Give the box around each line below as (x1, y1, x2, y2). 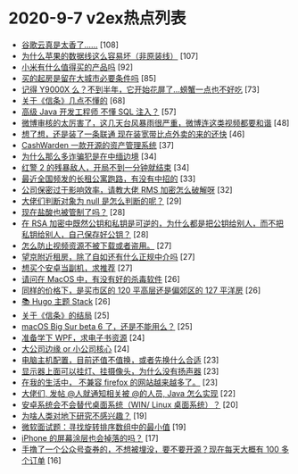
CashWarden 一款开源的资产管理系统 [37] (21, 139, 175, 150)
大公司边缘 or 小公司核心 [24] (21, 343, 130, 353)
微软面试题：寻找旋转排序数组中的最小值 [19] (21, 421, 186, 432)
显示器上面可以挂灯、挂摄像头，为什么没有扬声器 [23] (21, 365, 219, 376)
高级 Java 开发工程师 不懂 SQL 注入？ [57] (21, 106, 177, 117)
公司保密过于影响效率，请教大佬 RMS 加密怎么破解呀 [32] (21, 184, 233, 195)
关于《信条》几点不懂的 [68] (21, 95, 126, 105)
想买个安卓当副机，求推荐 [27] (21, 262, 133, 273)
